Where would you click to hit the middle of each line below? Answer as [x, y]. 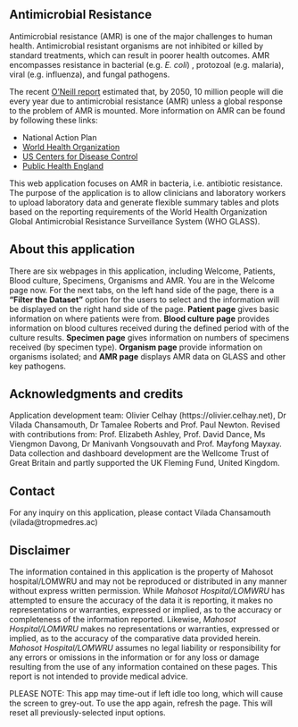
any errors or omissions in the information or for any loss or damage [134, 657]
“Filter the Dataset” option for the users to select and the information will [144, 300]
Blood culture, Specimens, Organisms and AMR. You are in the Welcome [142, 280]
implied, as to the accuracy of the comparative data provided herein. [135, 638]
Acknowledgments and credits [96, 394]
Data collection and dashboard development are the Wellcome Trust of [139, 453]
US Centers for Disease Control [80, 156]
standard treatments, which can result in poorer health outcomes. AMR [140, 55]
